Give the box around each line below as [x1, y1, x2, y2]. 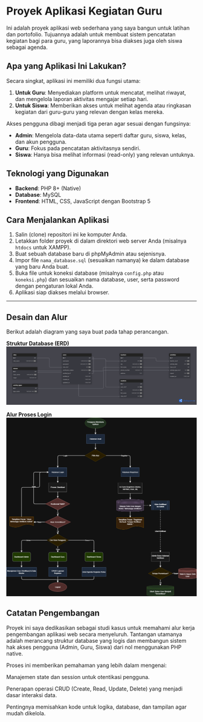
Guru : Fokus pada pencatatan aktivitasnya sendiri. [14, 144, 141, 152]
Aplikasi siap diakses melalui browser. [14, 289, 110, 296]
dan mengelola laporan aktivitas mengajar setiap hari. [14, 95, 149, 102]
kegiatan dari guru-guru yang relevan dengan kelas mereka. [14, 108, 164, 116]
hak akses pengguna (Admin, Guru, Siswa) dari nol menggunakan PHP [6, 643, 182, 651]
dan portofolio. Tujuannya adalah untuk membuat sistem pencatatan [6, 30, 176, 38]
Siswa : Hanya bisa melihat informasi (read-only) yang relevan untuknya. [14, 151, 195, 158]
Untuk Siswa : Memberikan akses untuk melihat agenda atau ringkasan [14, 102, 192, 109]
